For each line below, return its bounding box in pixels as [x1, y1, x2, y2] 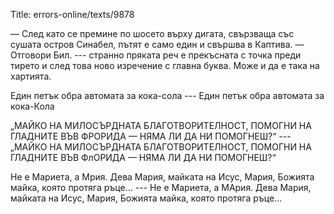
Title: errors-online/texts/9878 [10, 9, 135, 20]
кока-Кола [10, 100, 55, 112]
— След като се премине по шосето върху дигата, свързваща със [10, 28, 295, 39]
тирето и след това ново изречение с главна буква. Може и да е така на [10, 60, 320, 71]
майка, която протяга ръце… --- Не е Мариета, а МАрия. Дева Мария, [10, 182, 312, 193]
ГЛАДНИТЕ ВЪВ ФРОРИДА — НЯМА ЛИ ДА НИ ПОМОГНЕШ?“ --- [10, 130, 292, 142]
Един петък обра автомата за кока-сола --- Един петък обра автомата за [10, 90, 325, 101]
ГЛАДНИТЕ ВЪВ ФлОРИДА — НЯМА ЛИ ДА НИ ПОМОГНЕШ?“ [10, 152, 277, 163]
